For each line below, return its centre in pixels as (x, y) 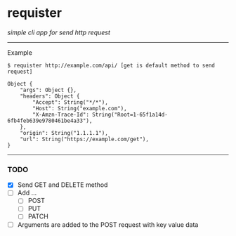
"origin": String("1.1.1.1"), (64, 133)
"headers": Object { (50, 96)
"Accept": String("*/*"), (71, 102)
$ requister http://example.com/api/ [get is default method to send (111, 65)
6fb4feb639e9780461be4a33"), (50, 121)
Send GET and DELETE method (63, 185)
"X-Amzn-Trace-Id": (61, 114)
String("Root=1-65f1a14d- (130, 114)
